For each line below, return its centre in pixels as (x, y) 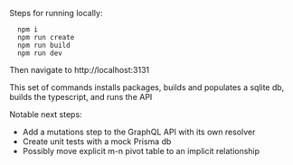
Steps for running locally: (56, 13)
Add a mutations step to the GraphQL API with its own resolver (139, 132)
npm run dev (40, 53)
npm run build (44, 45)
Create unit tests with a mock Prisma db (97, 142)
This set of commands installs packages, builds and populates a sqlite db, (147, 87)
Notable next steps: (46, 115)
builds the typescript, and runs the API (81, 97)
